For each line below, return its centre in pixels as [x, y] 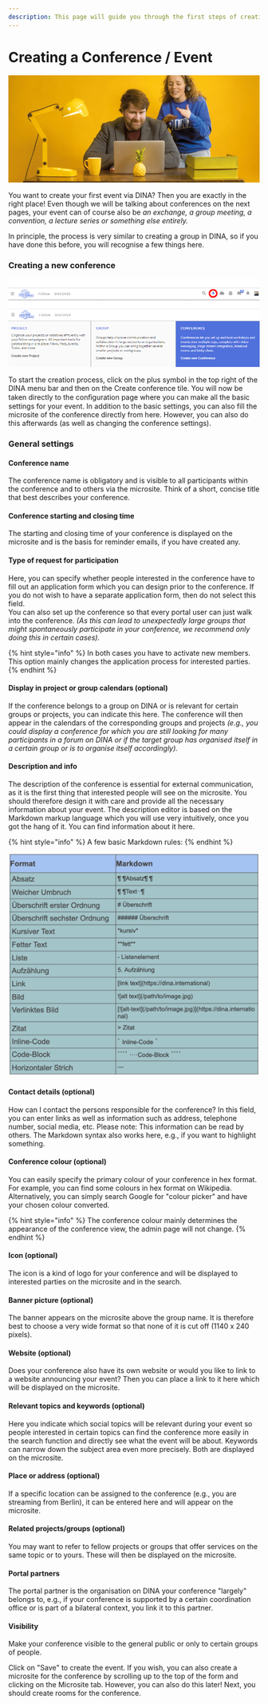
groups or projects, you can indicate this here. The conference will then [126, 714]
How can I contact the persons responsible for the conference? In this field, [132, 1110]
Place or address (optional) [54, 1476]
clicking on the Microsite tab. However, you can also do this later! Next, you [132, 1685]
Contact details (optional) [52, 1091]
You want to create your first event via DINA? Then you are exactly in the [128, 195]
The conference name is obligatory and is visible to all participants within [128, 481]
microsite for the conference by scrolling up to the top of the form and [123, 1676]
